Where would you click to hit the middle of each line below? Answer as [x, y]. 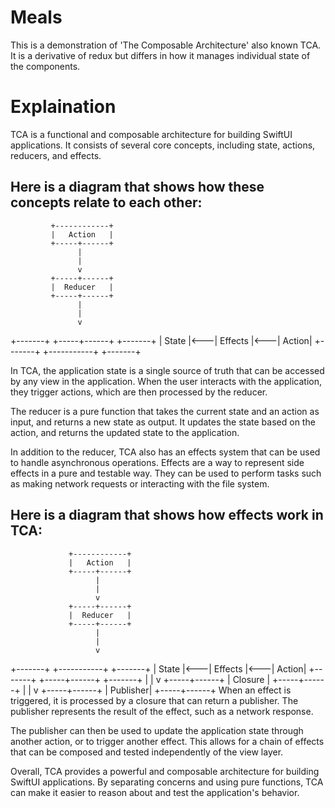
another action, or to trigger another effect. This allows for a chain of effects [167, 741]
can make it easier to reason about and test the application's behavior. [155, 792]
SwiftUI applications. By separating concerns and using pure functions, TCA [167, 782]
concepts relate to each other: [106, 202]
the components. [45, 66]
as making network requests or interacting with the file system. [140, 483]
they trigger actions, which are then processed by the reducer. [139, 392]
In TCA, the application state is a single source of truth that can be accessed [167, 370]
